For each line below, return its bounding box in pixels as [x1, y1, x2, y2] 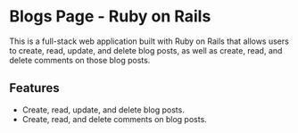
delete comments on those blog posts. [9, 54, 151, 65]
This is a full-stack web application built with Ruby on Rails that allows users [9, 36, 290, 46]
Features [9, 80, 60, 96]
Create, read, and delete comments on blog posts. [21, 113, 207, 124]
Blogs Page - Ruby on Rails [9, 6, 211, 27]
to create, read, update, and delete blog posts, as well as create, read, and [9, 45, 283, 55]
